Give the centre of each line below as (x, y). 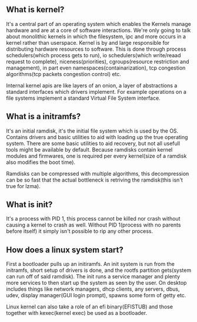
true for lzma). (23, 186)
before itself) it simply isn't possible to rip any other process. (80, 231)
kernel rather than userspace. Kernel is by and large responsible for (88, 42)
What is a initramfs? (44, 116)
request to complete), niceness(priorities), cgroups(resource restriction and (98, 61)
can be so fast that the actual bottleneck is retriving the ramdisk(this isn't (95, 180)
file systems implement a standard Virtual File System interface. (83, 98)
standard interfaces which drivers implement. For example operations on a (96, 91)
